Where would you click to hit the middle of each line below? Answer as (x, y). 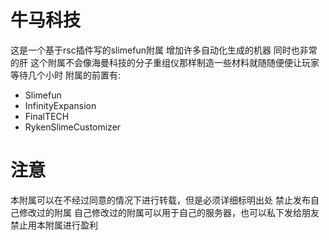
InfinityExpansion (60, 105)
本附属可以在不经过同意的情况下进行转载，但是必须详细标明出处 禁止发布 (160, 200)
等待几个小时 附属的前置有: (65, 75)
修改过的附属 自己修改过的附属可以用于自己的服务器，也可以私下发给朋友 (169, 212)
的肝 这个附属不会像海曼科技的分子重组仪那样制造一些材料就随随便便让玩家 (165, 62)
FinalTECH (47, 116)
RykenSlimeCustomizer (73, 127)
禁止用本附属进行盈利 (54, 225)
